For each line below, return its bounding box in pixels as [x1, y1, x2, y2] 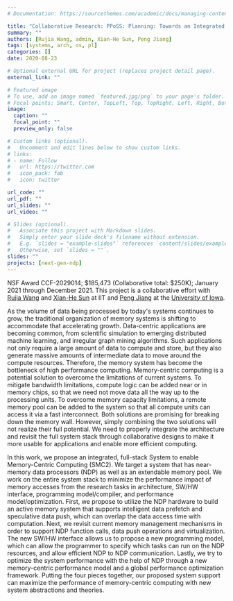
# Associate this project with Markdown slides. [7, 227, 157, 235]
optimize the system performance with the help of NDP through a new [7, 556, 207, 564]
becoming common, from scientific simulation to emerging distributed [7, 329, 207, 337]
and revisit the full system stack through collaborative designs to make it [7, 432, 214, 441]
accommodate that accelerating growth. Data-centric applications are [7, 321, 207, 330]
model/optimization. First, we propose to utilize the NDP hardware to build [7, 497, 218, 505]
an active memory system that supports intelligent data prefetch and [7, 505, 203, 513]
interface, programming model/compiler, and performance [7, 490, 174, 498]
